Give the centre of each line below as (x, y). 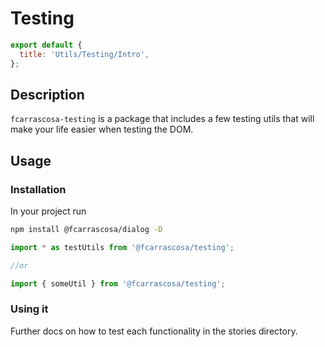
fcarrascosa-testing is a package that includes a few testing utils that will (162, 119)
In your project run (48, 211)
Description (47, 94)
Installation (38, 189)
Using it (29, 309)
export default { (46, 45)
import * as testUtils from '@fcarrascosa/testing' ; (122, 247)
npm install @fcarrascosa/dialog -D (86, 230)
